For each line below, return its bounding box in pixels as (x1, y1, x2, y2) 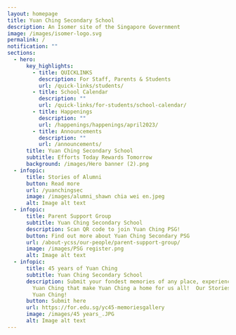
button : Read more (25, 180, 80, 187)
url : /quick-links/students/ (38, 82, 124, 89)
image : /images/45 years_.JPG (25, 310, 114, 318)
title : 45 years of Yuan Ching (25, 265, 118, 272)
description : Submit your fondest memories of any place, (25, 278, 199, 285)
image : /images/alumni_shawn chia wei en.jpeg (25, 193, 165, 200)
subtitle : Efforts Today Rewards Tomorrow (25, 154, 152, 162)
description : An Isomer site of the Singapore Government (7, 23, 181, 30)
